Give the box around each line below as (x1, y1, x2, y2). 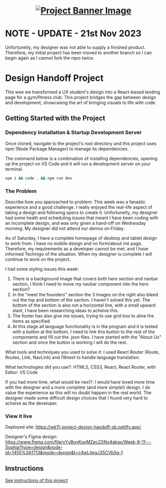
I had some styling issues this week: (5, 266, 80, 272)
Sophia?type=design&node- (5, 445, 63, 451)
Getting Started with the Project (5, 114, 105, 122)
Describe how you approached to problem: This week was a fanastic (5, 199, 146, 205)
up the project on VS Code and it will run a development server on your (5, 160, 151, 167)
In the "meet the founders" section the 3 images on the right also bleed (12, 291, 158, 297)
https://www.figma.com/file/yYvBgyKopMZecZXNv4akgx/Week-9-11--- (5, 439, 152, 445)
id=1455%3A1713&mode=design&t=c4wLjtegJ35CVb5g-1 (5, 450, 123, 456)
